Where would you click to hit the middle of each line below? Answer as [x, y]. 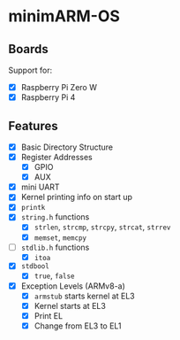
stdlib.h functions [55, 247]
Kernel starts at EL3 [70, 305]
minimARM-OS [64, 16]
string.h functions [55, 217]
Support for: [30, 70]
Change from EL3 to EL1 [78, 326]
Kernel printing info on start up [77, 197]
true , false [54, 275]
